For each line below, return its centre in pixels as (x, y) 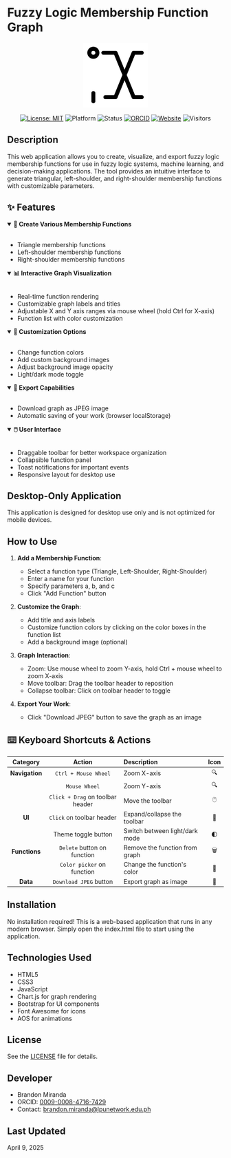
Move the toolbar (147, 801)
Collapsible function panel (54, 460)
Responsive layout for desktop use (66, 474)
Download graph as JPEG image (63, 408)
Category (26, 761)
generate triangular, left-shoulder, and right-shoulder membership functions (114, 178)
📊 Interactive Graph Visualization (63, 273)
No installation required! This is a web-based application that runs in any (110, 921)
